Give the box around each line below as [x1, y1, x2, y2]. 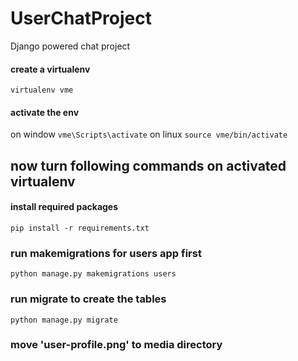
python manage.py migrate [10, 315, 118, 325]
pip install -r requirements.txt [10, 223, 150, 233]
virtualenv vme [10, 85, 74, 96]
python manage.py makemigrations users [10, 269, 177, 279]
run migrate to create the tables [10, 292, 167, 306]
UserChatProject [10, 7, 153, 30]
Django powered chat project [10, 40, 131, 52]
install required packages [10, 201, 119, 213]
